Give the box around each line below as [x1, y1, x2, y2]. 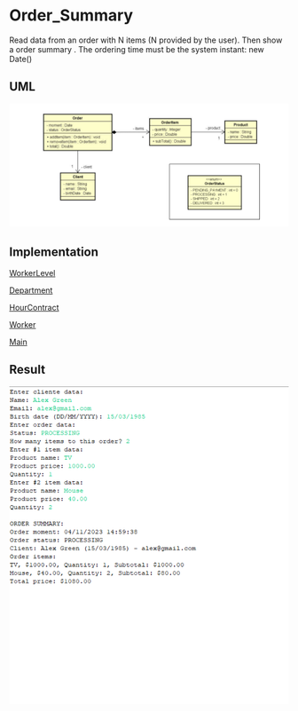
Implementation [9, 244, 99, 259]
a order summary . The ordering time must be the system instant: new [9, 43, 264, 54]
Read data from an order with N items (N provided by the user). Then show [9, 35, 283, 45]
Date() [9, 53, 33, 64]
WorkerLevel [9, 268, 56, 279]
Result [9, 362, 46, 377]
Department [9, 285, 53, 296]
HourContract [9, 303, 59, 313]
